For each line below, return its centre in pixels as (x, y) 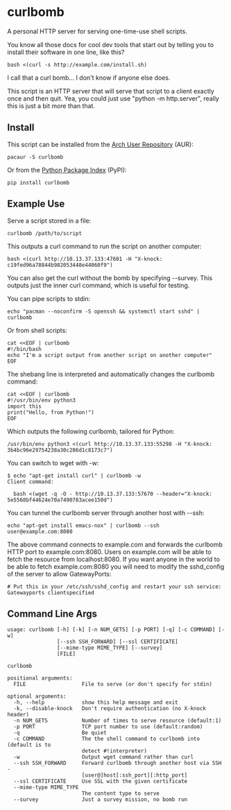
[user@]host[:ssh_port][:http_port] (135, 775)
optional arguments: (37, 697)
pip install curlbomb (38, 182)
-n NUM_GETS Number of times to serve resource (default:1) (118, 721)
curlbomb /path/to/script (44, 233)
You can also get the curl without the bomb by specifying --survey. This (110, 277)
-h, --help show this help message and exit (96, 703)
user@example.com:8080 (40, 531)
